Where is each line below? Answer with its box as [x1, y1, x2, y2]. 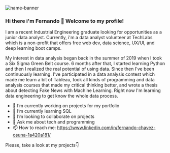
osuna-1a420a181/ [12, 132, 51, 138]
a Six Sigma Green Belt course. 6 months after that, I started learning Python [5, 60, 165, 67]
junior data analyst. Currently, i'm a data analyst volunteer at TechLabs [5, 35, 153, 41]
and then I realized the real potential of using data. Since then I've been [5, 66, 155, 72]
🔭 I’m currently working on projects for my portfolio [12, 103, 120, 109]
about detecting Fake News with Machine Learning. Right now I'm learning [5, 87, 161, 94]
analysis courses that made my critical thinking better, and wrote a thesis [5, 82, 158, 88]
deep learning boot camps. [5, 45, 62, 51]
